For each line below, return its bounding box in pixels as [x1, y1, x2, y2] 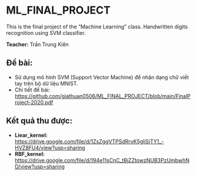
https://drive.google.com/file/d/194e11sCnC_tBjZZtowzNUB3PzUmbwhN [14, 157, 190, 164]
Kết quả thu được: [6, 116, 72, 126]
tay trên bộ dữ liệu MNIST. [14, 80, 78, 87]
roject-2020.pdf [14, 99, 54, 106]
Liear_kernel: [14, 131, 48, 139]
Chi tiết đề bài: [14, 86, 50, 93]
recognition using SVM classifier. [6, 29, 86, 36]
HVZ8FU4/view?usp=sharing [14, 144, 85, 151]
